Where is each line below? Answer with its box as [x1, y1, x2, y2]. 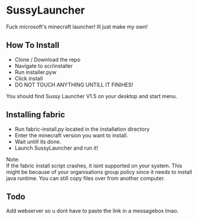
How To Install [6, 40, 60, 50]
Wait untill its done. [14, 138, 61, 145]
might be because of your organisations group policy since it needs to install [6, 168, 192, 175]
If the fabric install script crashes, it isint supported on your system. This [6, 162, 183, 169]
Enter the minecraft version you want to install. [14, 131, 128, 139]
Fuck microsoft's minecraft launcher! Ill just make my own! [6, 23, 148, 30]
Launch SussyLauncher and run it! [14, 144, 99, 151]
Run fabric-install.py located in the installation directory [14, 125, 150, 132]
